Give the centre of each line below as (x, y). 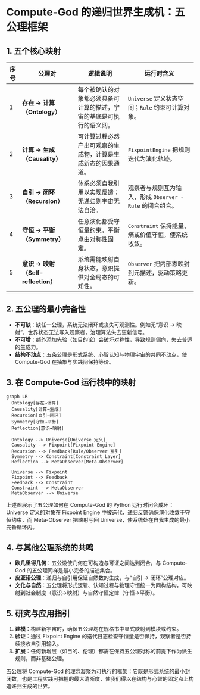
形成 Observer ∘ (162, 197)
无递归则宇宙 (96, 201)
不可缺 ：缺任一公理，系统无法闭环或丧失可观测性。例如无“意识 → (95, 325)
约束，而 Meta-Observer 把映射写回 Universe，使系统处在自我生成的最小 (101, 519)
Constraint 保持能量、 (159, 226)
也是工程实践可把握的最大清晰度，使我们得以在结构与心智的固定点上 (105, 679)
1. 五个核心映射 (34, 51)
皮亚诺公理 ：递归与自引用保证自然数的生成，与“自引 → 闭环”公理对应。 (102, 578)
